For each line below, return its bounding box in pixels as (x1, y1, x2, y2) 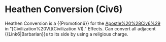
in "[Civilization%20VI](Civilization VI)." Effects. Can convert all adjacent (5, 25, 156, 31)
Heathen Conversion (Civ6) (5, 4, 123, 15)
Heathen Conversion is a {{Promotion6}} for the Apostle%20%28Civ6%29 (5, 20, 161, 26)
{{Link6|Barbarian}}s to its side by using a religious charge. (5, 31, 128, 37)
